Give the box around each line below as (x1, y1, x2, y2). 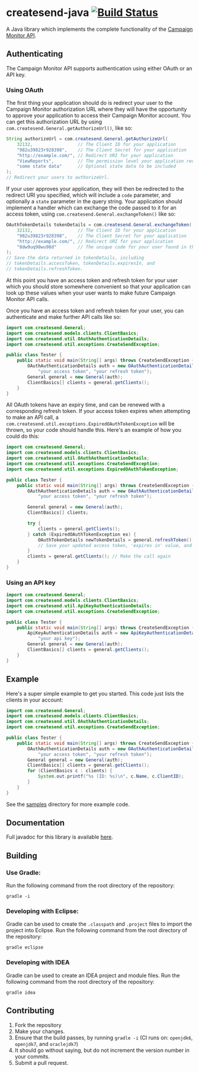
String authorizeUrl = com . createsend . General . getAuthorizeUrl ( (6, 136, 168, 142)
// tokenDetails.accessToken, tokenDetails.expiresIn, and (6, 261, 155, 267)
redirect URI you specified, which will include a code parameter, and (6, 191, 171, 199)
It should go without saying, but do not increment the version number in (14, 1047, 190, 1054)
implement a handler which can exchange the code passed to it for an (6, 204, 176, 212)
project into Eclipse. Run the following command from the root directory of (6, 927, 188, 934)
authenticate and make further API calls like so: (6, 313, 121, 320)
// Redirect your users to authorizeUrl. (6, 175, 110, 181)
